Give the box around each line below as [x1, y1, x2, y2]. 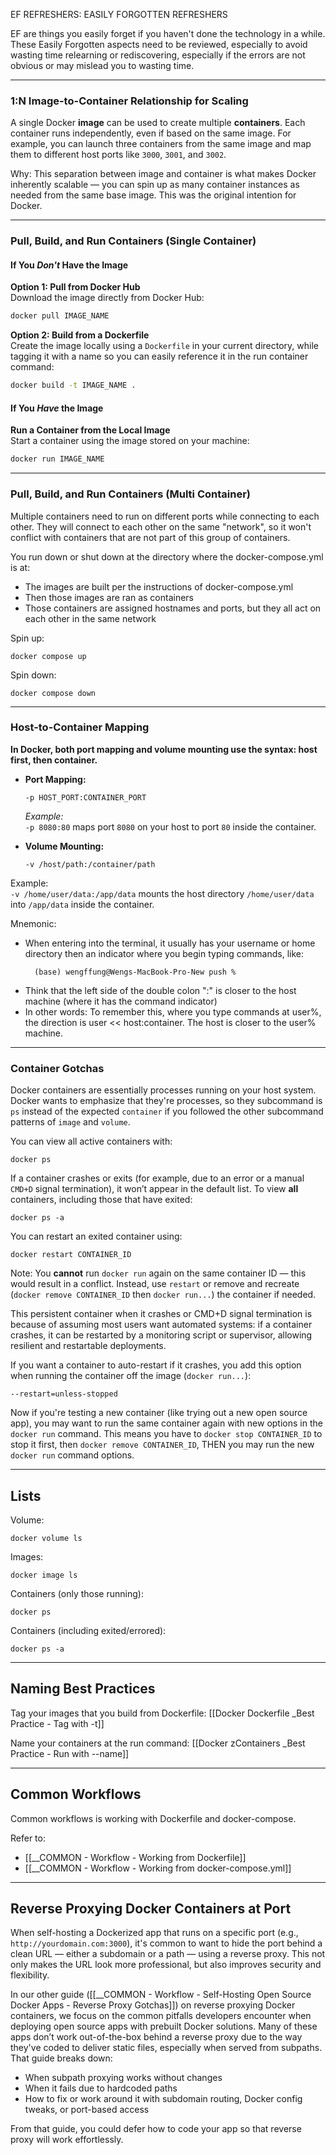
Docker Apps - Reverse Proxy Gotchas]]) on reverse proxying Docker [10, 1999, 296, 2011]
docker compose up [10, 651, 87, 661]
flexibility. [10, 1969, 50, 1981]
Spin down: [10, 669, 57, 681]
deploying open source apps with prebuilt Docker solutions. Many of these [10, 2020, 318, 2033]
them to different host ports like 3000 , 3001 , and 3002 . [10, 149, 227, 161]
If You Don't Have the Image [10, 259, 129, 271]
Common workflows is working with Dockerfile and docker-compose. [10, 1812, 297, 1824]
